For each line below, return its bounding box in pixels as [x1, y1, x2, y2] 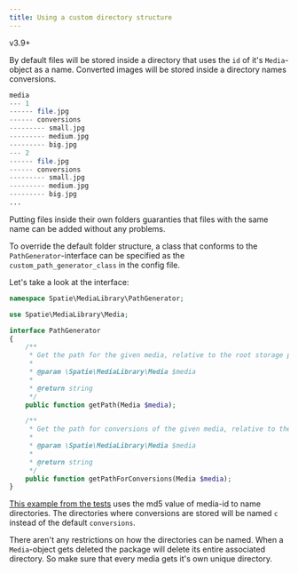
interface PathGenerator [9, 326, 101, 335]
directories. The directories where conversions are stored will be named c [9, 508, 278, 519]
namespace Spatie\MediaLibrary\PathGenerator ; [9, 294, 184, 303]
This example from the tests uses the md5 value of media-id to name [9, 498, 262, 509]
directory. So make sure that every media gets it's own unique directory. [9, 553, 273, 564]
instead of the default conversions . [9, 517, 136, 529]
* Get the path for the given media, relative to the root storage [28, 351, 284, 360]
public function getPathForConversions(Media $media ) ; [25, 474, 232, 483]
